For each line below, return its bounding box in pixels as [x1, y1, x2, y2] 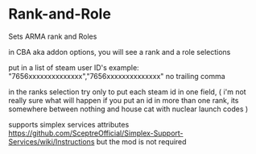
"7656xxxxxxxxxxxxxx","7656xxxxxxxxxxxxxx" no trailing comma [8, 71, 225, 81]
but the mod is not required [96, 136, 187, 146]
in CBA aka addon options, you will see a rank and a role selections [8, 47, 231, 56]
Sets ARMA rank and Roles [8, 31, 97, 41]
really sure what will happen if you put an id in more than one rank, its [8, 95, 239, 105]
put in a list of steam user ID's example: [8, 62, 139, 73]
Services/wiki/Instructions [8, 136, 95, 146]
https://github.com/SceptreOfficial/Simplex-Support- [8, 128, 184, 138]
